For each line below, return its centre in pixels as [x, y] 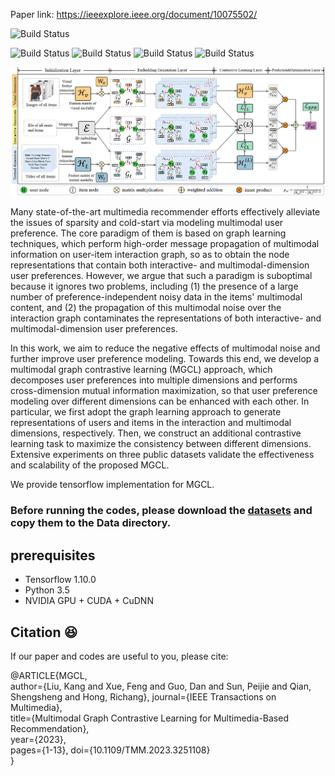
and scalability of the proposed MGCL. [90, 465]
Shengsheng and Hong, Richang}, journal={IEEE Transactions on [143, 696]
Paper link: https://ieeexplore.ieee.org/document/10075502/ [134, 14]
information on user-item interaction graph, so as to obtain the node [150, 255]
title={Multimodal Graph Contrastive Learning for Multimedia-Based [149, 718]
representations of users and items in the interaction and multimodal [151, 423]
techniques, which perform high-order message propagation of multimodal [165, 244]
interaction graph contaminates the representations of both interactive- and [166, 318]
